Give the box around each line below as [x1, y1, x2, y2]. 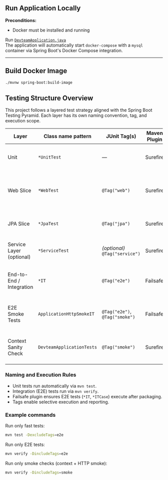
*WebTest [38, 188, 59, 194]
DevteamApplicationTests [38, 345, 97, 350]
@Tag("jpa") [101, 221, 130, 227]
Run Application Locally [5, 4, 81, 13]
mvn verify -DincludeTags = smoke [5, 470, 72, 475]
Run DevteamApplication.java [5, 37, 66, 43]
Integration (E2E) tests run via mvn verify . [12, 388, 99, 394]
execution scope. [5, 118, 41, 124]
